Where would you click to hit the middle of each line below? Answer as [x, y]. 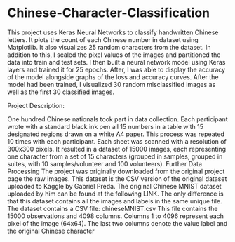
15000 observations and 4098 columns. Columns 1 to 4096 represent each [116, 216]
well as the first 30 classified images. [61, 92]
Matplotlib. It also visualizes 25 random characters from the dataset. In [109, 47]
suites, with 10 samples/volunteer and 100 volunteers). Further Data [105, 163]
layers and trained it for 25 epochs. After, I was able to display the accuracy [116, 69]
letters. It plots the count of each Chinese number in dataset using [103, 39]
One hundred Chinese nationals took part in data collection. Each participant [117, 119]
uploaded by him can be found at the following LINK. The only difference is [115, 194]
